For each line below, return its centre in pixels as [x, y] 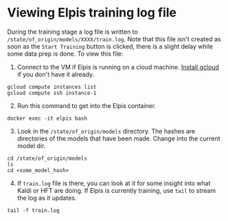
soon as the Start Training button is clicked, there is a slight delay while [110, 46]
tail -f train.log [33, 210]
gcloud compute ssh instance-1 [52, 93]
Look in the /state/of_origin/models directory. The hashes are [106, 131]
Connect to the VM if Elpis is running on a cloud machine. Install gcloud [118, 67]
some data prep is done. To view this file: [65, 54]
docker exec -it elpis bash [47, 118]
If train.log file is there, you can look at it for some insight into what [114, 183]
